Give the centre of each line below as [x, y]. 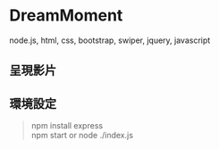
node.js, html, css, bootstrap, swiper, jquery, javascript [110, 40]
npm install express [67, 126]
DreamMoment [66, 16]
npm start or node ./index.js [82, 136]
